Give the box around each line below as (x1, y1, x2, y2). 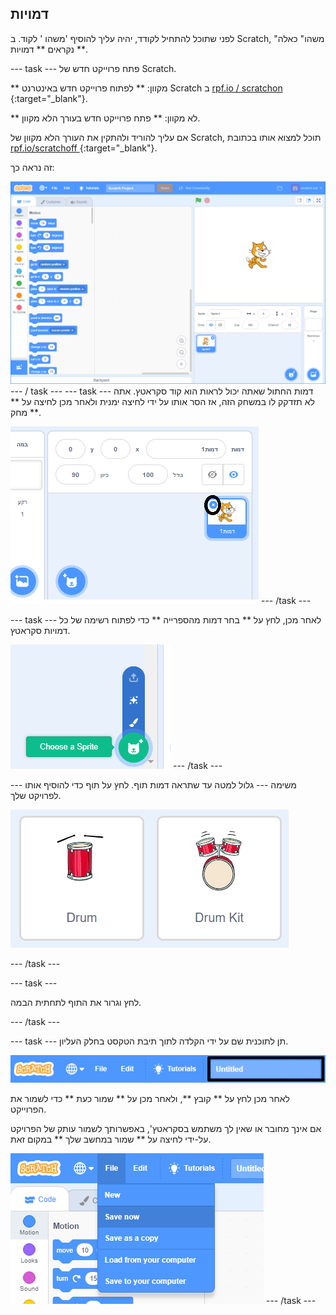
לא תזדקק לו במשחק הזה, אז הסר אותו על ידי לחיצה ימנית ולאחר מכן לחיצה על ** (10, 396, 315, 408)
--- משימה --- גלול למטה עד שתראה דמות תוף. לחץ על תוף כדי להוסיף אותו (10, 779, 297, 791)
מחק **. (10, 407, 42, 419)
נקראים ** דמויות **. (10, 43, 88, 55)
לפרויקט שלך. (10, 790, 62, 802)
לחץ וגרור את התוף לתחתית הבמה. (10, 997, 142, 1009)
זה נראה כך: (10, 161, 55, 173)
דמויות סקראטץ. (10, 625, 71, 637)
